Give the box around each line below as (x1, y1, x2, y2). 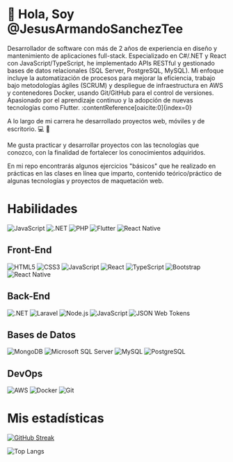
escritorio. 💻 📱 (7, 125, 50, 133)
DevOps (7, 367, 43, 379)
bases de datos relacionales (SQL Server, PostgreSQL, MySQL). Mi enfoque (7, 66, 224, 75)
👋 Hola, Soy (7, 6, 74, 22)
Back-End (7, 291, 51, 302)
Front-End (7, 244, 52, 256)
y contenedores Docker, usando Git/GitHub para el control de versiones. (7, 88, 214, 97)
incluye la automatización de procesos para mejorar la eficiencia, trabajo (7, 73, 216, 82)
